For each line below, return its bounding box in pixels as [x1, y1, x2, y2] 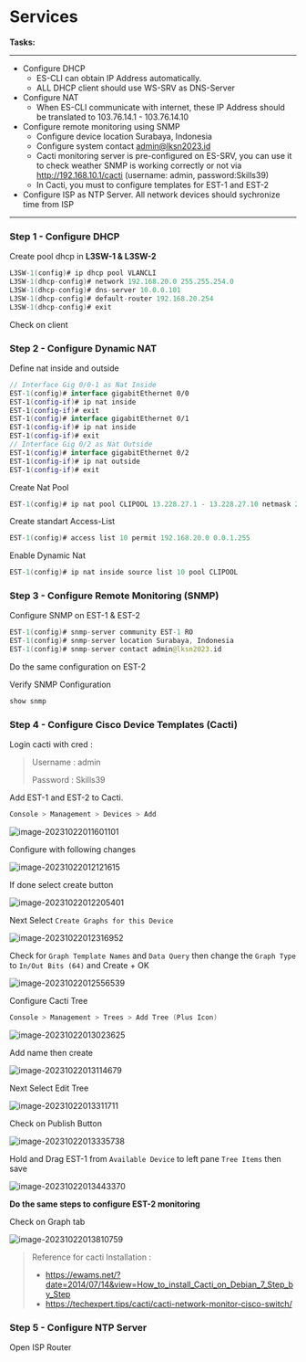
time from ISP [22, 198, 75, 209]
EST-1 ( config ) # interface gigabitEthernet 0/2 [9, 448, 189, 458]
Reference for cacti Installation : [31, 1251, 152, 1262]
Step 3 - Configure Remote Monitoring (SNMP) [9, 589, 219, 602]
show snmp [9, 697, 47, 706]
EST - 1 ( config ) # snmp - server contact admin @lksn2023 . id [9, 645, 222, 654]
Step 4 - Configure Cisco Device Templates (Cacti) [9, 718, 239, 731]
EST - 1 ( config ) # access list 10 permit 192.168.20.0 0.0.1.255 [9, 533, 250, 543]
